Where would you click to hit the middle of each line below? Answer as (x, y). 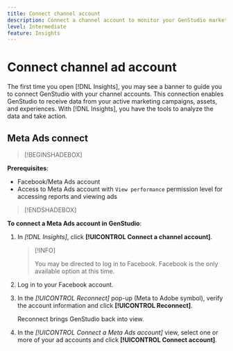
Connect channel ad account (92, 67)
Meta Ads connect (48, 138)
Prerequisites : (28, 168)
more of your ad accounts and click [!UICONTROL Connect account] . (117, 340)
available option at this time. (75, 271)
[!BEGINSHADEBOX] (53, 155)
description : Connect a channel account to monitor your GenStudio (107, 20)
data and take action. (37, 116)
